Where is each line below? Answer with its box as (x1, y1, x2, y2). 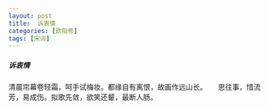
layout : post (8, 11, 53, 20)
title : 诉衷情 (8, 19, 56, 27)
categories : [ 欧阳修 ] (8, 27, 78, 35)
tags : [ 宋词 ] (8, 34, 50, 43)
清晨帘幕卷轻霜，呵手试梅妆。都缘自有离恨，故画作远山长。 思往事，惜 (8, 82, 254, 92)
